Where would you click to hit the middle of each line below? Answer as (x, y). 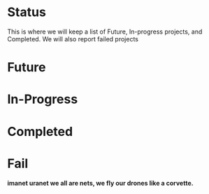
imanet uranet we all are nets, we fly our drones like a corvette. (100, 183)
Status (27, 12)
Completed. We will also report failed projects (73, 39)
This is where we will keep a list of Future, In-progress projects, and (105, 32)
